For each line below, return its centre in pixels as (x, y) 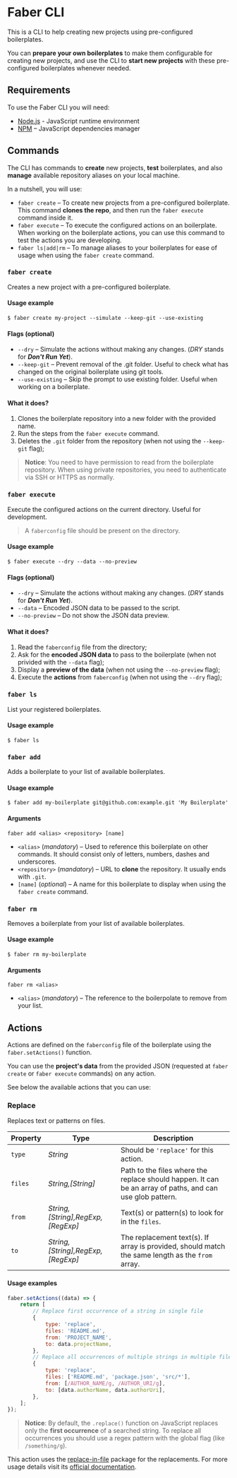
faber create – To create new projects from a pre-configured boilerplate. (123, 203)
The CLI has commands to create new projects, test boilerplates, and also (115, 167)
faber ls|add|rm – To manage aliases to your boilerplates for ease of (117, 247)
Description (174, 1138)
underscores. (37, 862)
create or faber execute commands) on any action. (82, 1073)
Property (26, 1138)
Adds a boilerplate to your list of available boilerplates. (86, 772)
